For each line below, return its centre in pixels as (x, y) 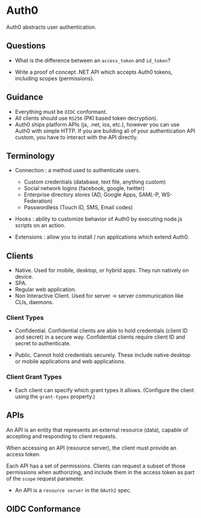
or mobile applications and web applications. (70, 362)
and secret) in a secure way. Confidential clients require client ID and (100, 337)
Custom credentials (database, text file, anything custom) (95, 182)
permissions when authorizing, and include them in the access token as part (100, 472)
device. (24, 277)
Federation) (38, 201)
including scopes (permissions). (55, 78)
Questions (26, 46)
